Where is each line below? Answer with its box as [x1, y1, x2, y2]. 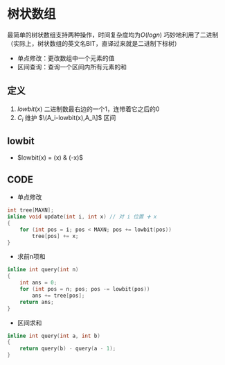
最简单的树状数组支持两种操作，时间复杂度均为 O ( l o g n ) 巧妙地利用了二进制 [7, 31, 219, 39]
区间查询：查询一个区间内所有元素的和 [17, 62, 127, 71]
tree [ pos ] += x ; [32, 232, 79, 239]
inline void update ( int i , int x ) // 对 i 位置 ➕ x [7, 213, 157, 221]
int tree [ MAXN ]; [7, 207, 54, 214]
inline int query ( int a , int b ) [7, 332, 100, 339]
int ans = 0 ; [19, 279, 57, 287]
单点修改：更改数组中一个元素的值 [17, 53, 115, 62]
